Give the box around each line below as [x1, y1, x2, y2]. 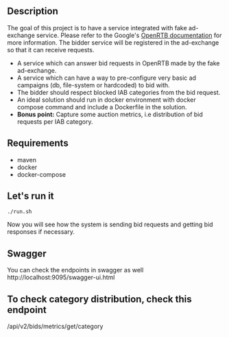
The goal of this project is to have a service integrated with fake [7, 23, 187, 32]
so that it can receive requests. [7, 45, 95, 54]
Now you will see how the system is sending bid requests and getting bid [7, 220, 214, 229]
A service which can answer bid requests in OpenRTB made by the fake [16, 58, 220, 67]
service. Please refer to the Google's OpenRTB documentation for [36, 31, 222, 39]
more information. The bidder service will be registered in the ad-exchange [7, 38, 219, 47]
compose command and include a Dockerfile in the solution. [16, 102, 187, 111]
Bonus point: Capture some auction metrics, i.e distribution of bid [16, 110, 204, 118]
